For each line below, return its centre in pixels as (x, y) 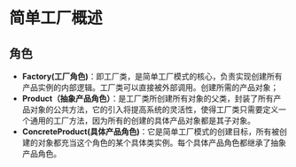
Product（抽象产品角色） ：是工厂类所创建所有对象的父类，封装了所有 (148, 99)
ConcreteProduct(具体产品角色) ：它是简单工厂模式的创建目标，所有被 (151, 132)
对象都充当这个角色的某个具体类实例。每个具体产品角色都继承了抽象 (162, 143)
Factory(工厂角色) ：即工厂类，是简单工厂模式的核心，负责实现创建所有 (152, 76)
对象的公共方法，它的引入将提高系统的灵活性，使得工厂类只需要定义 (154, 110)
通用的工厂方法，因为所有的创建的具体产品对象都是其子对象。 (142, 121)
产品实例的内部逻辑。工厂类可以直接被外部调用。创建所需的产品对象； (150, 87)
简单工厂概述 (56, 18)
